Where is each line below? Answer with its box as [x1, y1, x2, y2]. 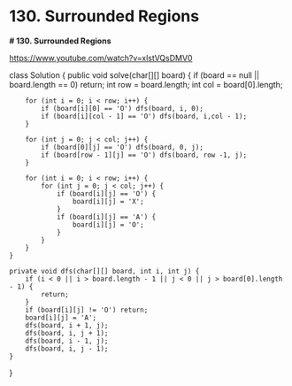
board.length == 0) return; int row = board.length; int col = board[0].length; [9, 79, 283, 89]
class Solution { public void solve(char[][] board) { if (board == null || [9, 69, 259, 81]
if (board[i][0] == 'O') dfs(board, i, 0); [41, 104, 204, 112]
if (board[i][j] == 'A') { [56, 212, 157, 221]
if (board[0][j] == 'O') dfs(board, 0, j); [41, 143, 204, 151]
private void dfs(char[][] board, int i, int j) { [9, 266, 200, 275]
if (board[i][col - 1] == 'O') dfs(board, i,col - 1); [41, 112, 248, 120]
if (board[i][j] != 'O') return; [25, 305, 149, 314]
